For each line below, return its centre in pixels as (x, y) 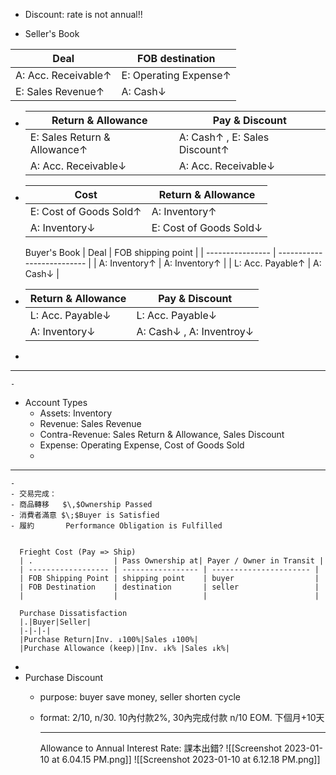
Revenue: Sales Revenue (90, 423)
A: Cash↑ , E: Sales (224, 137)
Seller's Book (52, 33)
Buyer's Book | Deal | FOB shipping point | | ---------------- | (150, 252)
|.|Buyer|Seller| (55, 622)
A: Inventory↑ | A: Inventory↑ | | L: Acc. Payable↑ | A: (210, 263)
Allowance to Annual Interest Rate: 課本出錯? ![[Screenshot (161, 748)
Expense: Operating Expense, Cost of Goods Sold (142, 445)
